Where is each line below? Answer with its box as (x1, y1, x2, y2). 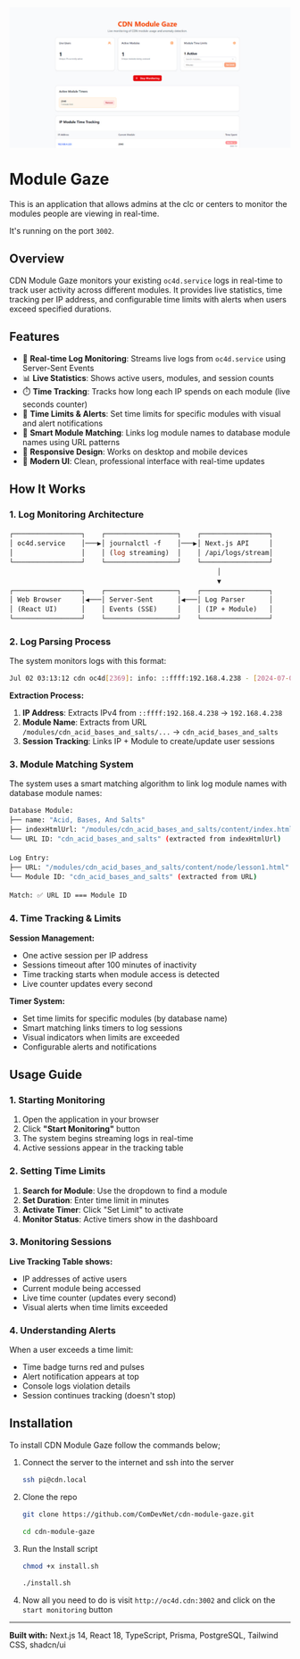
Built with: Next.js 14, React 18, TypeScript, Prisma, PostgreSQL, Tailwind (9, 1630, 279, 1641)
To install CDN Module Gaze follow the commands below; (9, 1439, 221, 1450)
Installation (9, 1416, 73, 1431)
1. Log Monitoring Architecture (9, 508, 145, 520)
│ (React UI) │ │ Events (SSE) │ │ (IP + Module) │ (9, 605, 274, 614)
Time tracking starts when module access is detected (21, 968, 221, 979)
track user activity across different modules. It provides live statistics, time (9, 284, 283, 295)
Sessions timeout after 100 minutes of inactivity (21, 959, 197, 970)
